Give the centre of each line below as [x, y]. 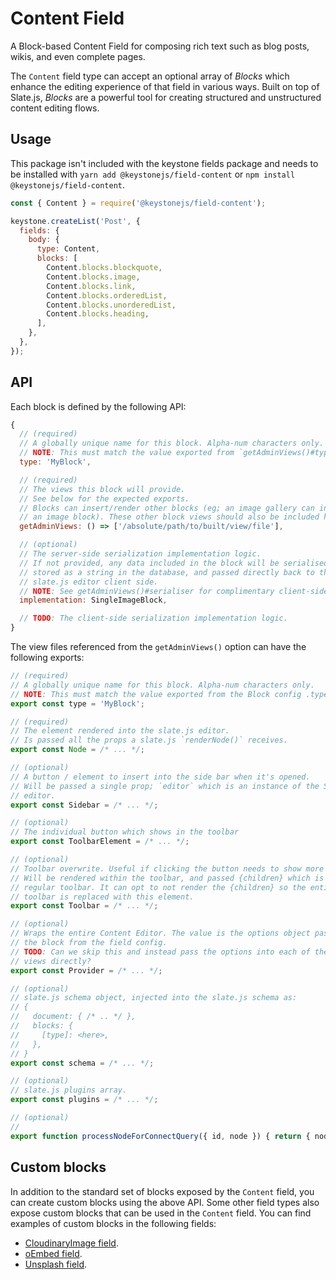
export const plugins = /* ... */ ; [84, 1100]
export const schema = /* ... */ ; [82, 1063]
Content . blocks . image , [93, 277]
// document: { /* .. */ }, [73, 1017]
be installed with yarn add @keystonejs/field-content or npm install [153, 174]
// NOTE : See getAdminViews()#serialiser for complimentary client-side [174, 591]
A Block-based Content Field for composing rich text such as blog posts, [160, 46]
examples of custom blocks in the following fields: [113, 1223]
